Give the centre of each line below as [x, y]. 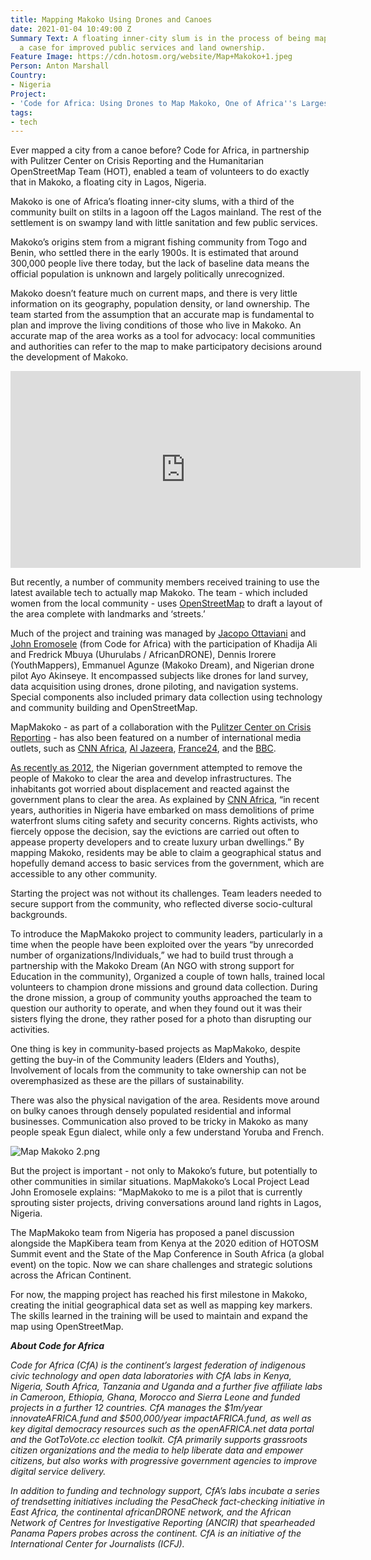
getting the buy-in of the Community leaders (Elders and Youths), [145, 1060]
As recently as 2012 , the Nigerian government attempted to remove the [156, 768]
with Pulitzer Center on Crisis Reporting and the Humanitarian [137, 161]
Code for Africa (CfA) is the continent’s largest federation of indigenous [158, 1365]
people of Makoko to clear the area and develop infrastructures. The [151, 778]
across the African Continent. [71, 1275]
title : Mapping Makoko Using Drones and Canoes [111, 19]
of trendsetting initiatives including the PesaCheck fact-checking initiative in [168, 1502]
